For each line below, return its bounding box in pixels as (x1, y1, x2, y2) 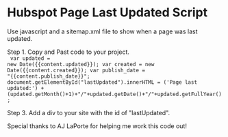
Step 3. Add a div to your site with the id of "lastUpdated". (7, 108, 170, 117)
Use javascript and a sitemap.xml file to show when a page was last (7, 27, 198, 35)
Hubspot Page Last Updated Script (7, 5, 207, 20)
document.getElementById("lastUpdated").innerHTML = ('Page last (7, 78, 197, 86)
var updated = (10, 55, 51, 62)
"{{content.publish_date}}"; (7, 73, 90, 80)
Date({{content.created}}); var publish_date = (7, 67, 146, 74)
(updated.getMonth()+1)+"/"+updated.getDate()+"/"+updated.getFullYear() (7, 91, 223, 97)
